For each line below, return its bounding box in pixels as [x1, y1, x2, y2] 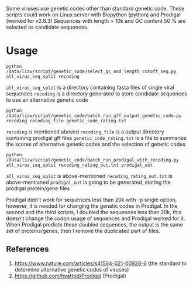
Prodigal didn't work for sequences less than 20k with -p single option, [6, 196, 177, 203]
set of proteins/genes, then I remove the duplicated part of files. [6, 227, 160, 234]
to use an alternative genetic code [6, 96, 89, 103]
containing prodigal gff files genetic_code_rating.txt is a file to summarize [6, 134, 187, 141]
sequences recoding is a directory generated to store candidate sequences [6, 90, 187, 97]
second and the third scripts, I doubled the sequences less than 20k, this [6, 208, 182, 215]
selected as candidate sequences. [6, 23, 89, 30]
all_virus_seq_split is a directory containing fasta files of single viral [6, 84, 174, 91]
